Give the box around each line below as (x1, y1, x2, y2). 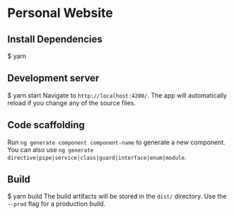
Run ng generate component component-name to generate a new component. (7, 138, 226, 146)
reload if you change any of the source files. (7, 98, 136, 107)
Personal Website (7, 5, 113, 21)
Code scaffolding (7, 119, 85, 132)
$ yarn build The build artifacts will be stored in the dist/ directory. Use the (7, 192, 227, 201)
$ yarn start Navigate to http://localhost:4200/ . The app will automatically (7, 91, 228, 100)
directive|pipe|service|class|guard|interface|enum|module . (7, 153, 187, 161)
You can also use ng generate (7, 145, 94, 153)
